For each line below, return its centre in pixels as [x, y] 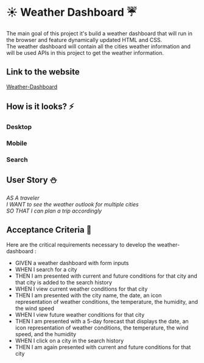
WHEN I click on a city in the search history [69, 340]
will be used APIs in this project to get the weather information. [85, 52]
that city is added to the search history [64, 282]
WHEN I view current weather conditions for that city [81, 289]
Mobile [17, 143]
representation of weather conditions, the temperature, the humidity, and [107, 301]
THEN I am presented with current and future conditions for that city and [106, 276]
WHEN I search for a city [46, 269]
